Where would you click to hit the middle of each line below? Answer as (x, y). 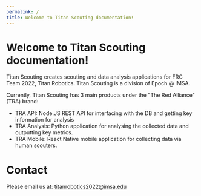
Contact (27, 170)
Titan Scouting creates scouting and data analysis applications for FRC (95, 77)
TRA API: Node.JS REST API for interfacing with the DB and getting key (104, 113)
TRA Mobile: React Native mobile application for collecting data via (98, 139)
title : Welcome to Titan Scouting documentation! (70, 18)
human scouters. (36, 145)
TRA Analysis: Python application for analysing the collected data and (102, 126)
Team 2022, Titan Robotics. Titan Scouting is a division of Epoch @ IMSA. (98, 83)
